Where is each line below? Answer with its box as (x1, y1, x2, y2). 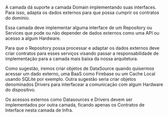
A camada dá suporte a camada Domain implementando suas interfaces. (5, 5, 156, 10)
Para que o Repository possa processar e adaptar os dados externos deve (5, 45, 160, 51)
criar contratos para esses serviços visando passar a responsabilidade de (5, 50, 159, 56)
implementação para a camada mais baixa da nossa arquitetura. (5, 56, 138, 62)
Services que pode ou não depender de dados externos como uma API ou (5, 30, 160, 36)
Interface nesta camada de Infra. (5, 107, 73, 113)
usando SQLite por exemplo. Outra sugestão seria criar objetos (5, 76, 136, 82)
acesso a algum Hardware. (5, 35, 61, 41)
